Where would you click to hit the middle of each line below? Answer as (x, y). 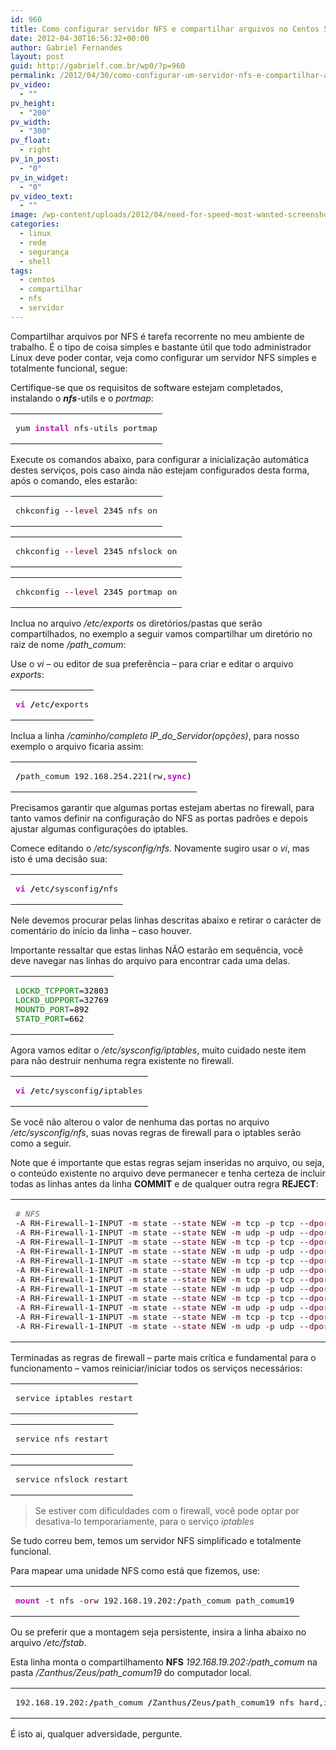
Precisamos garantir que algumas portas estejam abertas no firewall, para (162, 807)
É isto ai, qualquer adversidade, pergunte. (96, 1733)
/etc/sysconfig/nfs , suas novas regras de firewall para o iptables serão (156, 1132)
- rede (33, 242)
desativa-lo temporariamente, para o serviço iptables (144, 1521)
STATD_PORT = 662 (50, 1018)
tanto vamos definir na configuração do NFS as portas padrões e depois (159, 818)
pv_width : (31, 122)
